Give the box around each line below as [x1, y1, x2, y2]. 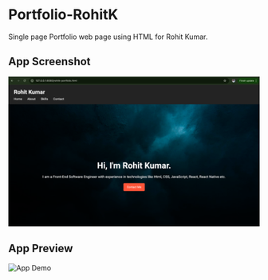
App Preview [8, 242, 73, 255]
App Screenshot [8, 55, 91, 68]
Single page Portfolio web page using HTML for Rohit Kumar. [8, 32, 208, 41]
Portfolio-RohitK [8, 6, 119, 24]
